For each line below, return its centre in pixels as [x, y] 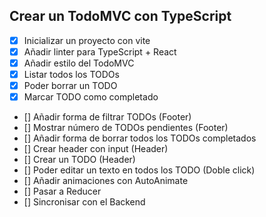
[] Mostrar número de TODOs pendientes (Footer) [126, 128]
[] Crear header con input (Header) [96, 149]
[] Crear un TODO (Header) [79, 160]
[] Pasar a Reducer [62, 191]
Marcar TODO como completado [91, 97]
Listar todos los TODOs [71, 74]
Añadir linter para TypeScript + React [100, 51]
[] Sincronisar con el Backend [84, 202]
